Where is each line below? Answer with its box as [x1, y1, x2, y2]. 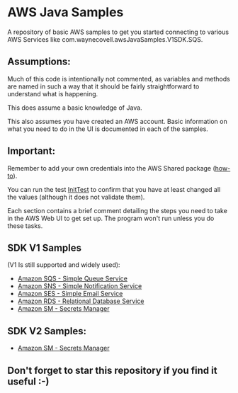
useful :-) [7, 375, 50, 387]
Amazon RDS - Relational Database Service [17, 297, 144, 305]
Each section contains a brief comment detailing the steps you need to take [7, 206, 228, 215]
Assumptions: [7, 56, 71, 68]
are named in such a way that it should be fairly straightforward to [7, 82, 200, 91]
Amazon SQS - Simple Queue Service [17, 274, 127, 283]
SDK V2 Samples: [7, 325, 87, 337]
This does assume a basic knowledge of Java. [7, 103, 143, 112]
